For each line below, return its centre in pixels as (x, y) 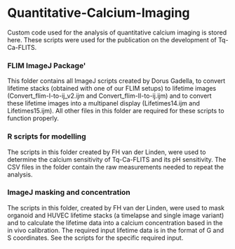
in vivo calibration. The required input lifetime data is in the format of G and (116, 230)
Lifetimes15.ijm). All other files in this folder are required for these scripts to (116, 111)
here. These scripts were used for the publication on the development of (112, 39)
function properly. (33, 118)
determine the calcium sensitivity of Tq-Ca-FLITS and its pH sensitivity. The (117, 159)
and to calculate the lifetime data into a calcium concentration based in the (115, 222)
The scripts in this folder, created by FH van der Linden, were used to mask (116, 207)
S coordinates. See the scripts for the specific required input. (95, 238)
